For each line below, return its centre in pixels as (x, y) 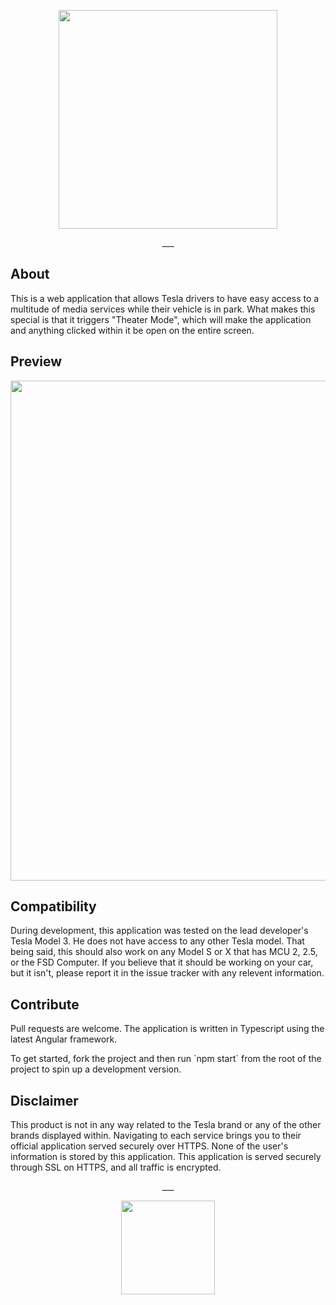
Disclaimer (44, 1100)
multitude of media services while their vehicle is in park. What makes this (163, 309)
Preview (36, 361)
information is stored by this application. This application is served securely (166, 1157)
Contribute (45, 1004)
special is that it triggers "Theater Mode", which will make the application (161, 319)
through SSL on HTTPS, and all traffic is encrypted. (116, 1167)
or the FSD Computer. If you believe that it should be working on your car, (162, 962)
